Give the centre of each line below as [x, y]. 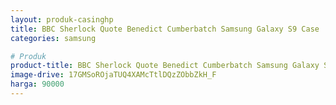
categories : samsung [53, 38]
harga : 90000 [37, 84]
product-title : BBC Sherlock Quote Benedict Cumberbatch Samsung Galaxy [165, 66]
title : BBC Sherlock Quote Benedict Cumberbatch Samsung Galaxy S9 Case [165, 29]
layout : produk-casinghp [62, 19]
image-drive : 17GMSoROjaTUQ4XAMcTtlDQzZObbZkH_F [113, 75]
